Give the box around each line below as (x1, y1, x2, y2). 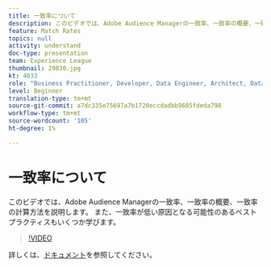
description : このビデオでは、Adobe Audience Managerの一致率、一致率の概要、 (8, 19, 256, 27)
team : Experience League (8, 57, 92, 65)
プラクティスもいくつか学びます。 (8, 217, 121, 227)
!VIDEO (27, 233, 52, 243)
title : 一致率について (8, 11, 77, 20)
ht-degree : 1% (8, 124, 56, 132)
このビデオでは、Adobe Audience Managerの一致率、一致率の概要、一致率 (8, 197, 258, 207)
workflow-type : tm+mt (8, 110, 81, 118)
